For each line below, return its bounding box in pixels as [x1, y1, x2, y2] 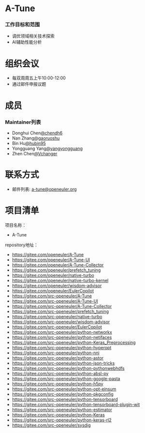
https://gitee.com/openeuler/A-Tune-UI [12, 256, 90, 263]
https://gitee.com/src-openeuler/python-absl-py [12, 370, 109, 376]
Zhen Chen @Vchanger [12, 150, 58, 156]
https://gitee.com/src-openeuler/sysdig [12, 422, 91, 428]
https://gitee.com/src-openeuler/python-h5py [12, 380, 103, 387]
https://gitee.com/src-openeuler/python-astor [12, 355, 104, 361]
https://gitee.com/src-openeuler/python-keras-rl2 [12, 417, 112, 423]
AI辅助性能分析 [12, 39, 42, 45]
